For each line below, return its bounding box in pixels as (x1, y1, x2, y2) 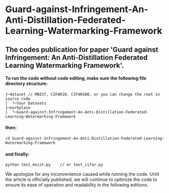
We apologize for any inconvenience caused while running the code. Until (5, 171, 159, 177)
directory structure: (5, 81, 48, 87)
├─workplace (5, 105, 30, 110)
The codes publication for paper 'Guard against (5, 45, 158, 54)
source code (5, 96, 30, 101)
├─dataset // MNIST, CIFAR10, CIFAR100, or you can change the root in (5, 92, 160, 97)
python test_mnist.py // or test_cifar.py (5, 162, 103, 168)
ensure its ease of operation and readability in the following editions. (5, 182, 149, 188)
